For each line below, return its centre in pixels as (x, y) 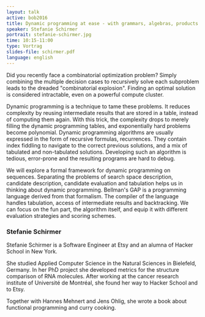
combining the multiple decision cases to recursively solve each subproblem (103, 81)
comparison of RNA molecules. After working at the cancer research (93, 276)
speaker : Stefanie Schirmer (42, 29)
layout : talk (23, 12)
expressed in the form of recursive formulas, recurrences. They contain (96, 139)
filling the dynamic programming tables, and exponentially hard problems (99, 125)
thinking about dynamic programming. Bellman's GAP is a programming (96, 190)
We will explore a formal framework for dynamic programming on (88, 170)
